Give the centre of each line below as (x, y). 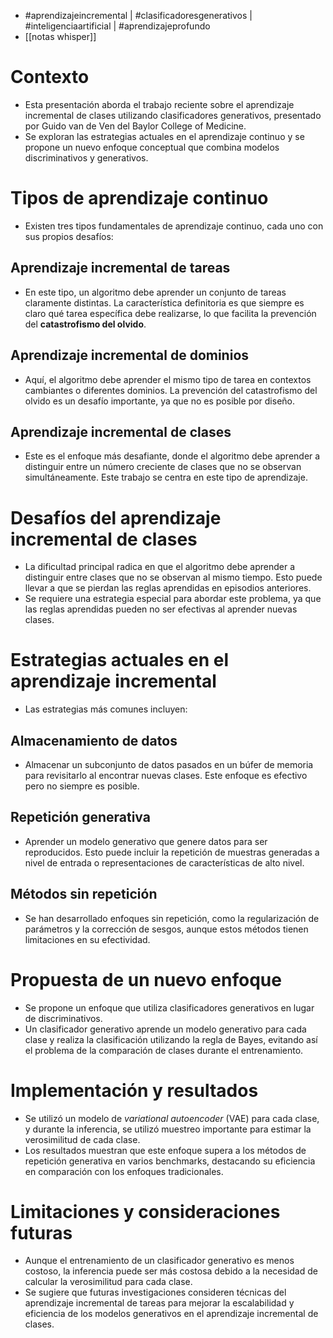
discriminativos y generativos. (86, 157)
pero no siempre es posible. (82, 786)
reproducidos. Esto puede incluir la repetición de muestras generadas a (172, 852)
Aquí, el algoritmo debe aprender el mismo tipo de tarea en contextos (168, 379)
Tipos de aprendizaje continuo (139, 198)
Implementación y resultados (134, 1090)
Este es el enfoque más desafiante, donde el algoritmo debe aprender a (172, 456)
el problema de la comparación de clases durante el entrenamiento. (164, 1050)
